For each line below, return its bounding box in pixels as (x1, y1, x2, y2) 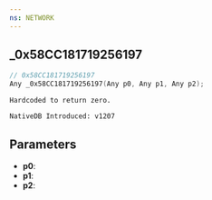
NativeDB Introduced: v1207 (9, 112, 116, 121)
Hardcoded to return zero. (9, 96, 111, 105)
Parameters (9, 136, 77, 152)
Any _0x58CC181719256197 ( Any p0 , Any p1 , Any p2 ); (9, 79, 205, 89)
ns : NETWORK (9, 13, 54, 23)
